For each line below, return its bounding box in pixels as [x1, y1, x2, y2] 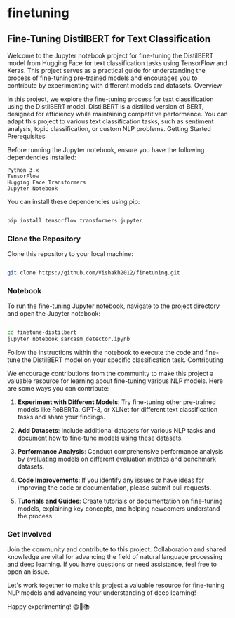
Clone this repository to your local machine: [7, 250, 133, 258]
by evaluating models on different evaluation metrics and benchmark [17, 455, 216, 464]
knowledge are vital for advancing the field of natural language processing [7, 553, 223, 561]
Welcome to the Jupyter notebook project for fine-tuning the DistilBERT [7, 51, 214, 60]
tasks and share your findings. [17, 412, 105, 422]
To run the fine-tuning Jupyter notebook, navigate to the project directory [7, 302, 220, 310]
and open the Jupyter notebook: [7, 309, 100, 318]
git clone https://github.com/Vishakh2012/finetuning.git [7, 269, 180, 276]
